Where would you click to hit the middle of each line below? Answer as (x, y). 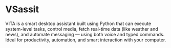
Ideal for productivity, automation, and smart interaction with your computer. (86, 40)
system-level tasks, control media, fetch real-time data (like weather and (82, 29)
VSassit (22, 9)
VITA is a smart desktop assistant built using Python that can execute (78, 23)
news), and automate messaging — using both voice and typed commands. (85, 34)
